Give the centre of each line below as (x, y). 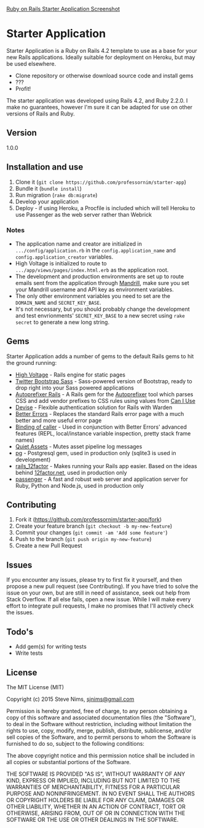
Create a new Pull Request (49, 545)
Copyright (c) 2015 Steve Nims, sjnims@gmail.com (70, 699)
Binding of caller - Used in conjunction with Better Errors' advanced (101, 427)
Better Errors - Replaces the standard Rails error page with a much (100, 413)
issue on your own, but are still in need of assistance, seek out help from (98, 593)
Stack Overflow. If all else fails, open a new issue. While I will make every (99, 600)
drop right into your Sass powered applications (74, 388)
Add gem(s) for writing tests (51, 647)
